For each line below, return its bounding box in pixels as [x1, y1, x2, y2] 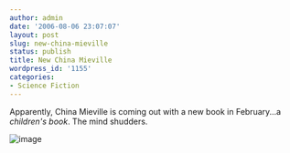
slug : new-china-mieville [9, 38, 108, 48]
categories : [9, 73, 55, 82]
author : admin [9, 13, 64, 23]
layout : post [9, 30, 59, 39]
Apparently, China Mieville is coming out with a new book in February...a [9, 106, 282, 117]
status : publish [9, 47, 71, 56]
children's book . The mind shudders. [9, 116, 148, 127]
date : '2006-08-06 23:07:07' [9, 22, 121, 31]
